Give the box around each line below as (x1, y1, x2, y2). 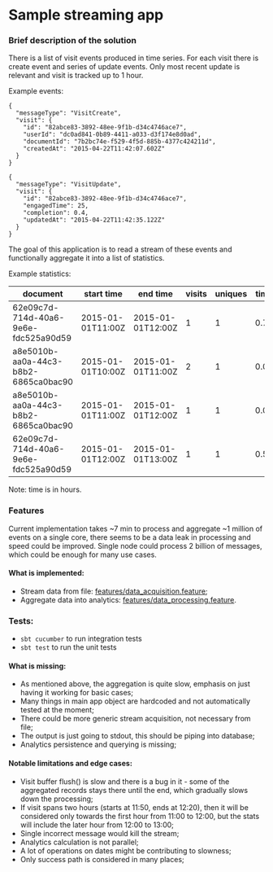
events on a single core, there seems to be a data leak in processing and (8, 532, 251, 542)
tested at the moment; (19, 705, 95, 715)
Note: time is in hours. (8, 484, 82, 494)
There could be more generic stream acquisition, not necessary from (19, 714, 251, 724)
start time (84, 288, 123, 300)
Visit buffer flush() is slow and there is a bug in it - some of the (19, 776, 230, 787)
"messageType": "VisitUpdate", (15, 181, 122, 189)
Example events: (8, 86, 64, 96)
